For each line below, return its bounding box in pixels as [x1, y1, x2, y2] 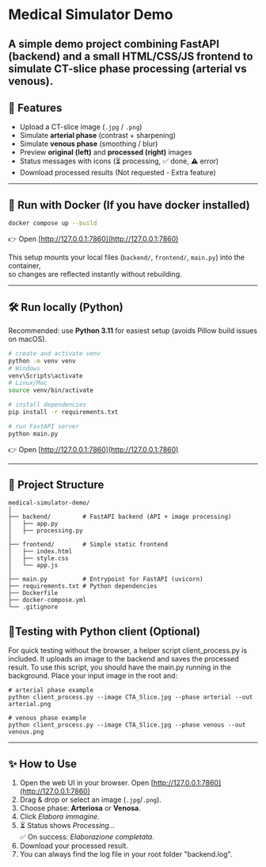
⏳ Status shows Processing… [19, 821, 116, 831]
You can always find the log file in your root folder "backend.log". [19, 850, 233, 859]
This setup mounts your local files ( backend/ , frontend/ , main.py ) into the [8, 252, 245, 263]
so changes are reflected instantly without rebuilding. [8, 270, 182, 279]
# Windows [8, 364, 41, 372]
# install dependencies [8, 401, 87, 409]
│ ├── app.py [8, 520, 59, 528]
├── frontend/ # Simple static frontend [8, 541, 169, 549]
